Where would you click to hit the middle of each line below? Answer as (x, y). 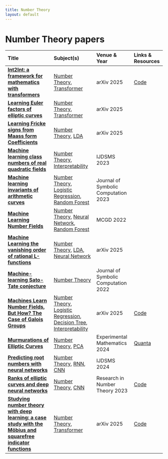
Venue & (106, 55)
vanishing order (27, 250)
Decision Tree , (70, 322)
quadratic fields (27, 169)
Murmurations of (28, 340)
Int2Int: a (18, 70)
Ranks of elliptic (27, 378)
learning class (25, 157)
